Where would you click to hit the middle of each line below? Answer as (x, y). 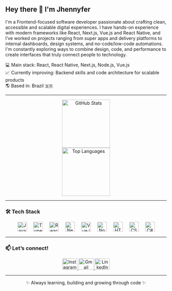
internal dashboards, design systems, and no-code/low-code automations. (84, 44)
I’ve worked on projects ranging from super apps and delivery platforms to (84, 38)
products (15, 80)
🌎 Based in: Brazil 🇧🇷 (29, 86)
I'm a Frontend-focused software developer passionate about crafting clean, (86, 22)
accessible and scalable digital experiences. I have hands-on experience (82, 27)
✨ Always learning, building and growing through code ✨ (86, 283)
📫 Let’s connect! (27, 248)
